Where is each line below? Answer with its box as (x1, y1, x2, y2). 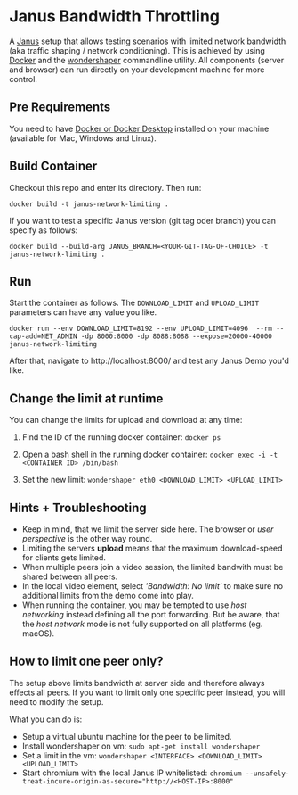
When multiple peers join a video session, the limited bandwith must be (21, 562, 284, 572)
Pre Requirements (9, 100, 111, 115)
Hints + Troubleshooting (9, 500, 147, 515)
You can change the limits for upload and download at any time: (9, 415, 243, 426)
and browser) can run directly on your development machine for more (9, 64, 265, 75)
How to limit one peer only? (9, 654, 164, 669)
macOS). (21, 628, 55, 639)
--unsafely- (245, 769, 290, 778)
